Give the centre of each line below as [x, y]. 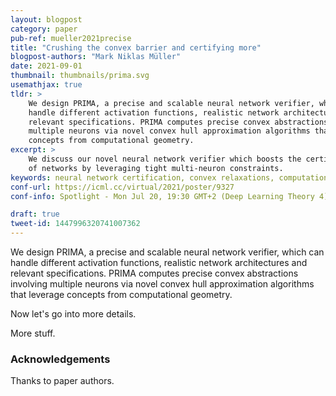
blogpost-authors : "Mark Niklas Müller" [96, 57]
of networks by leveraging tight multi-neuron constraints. [156, 168]
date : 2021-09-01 [46, 66]
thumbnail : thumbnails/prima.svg [80, 76]
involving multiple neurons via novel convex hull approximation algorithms [162, 284]
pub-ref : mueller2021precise [71, 38]
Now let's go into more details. [73, 314]
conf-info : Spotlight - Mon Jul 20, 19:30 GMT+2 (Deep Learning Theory [162, 196]
